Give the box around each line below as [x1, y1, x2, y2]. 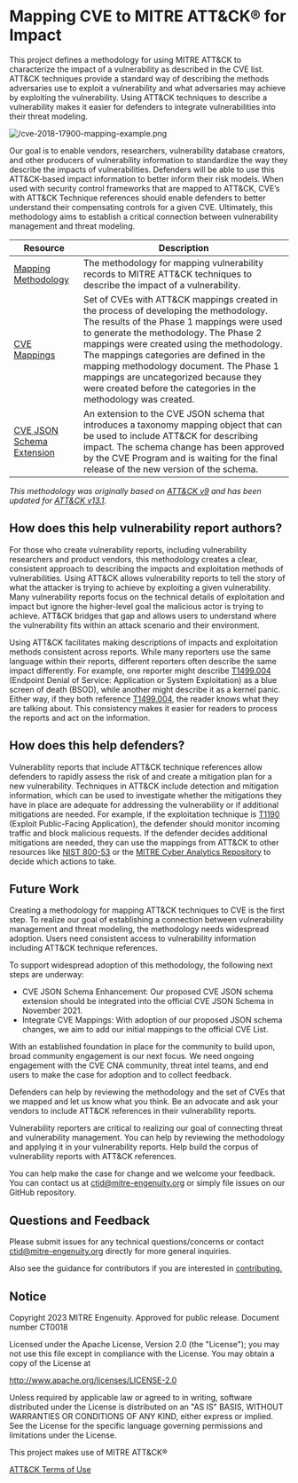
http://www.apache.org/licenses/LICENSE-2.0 [9, 1375, 177, 1385]
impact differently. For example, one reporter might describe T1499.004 [9, 665, 272, 676]
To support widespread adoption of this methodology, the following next [9, 960, 273, 970]
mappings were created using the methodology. [82, 337, 283, 349]
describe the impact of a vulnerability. [82, 279, 241, 291]
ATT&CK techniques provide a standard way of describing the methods [9, 73, 269, 83]
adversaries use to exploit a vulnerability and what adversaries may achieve [9, 82, 286, 93]
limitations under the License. [9, 1430, 117, 1440]
